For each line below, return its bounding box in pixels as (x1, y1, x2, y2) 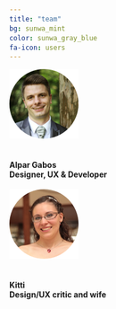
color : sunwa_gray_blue (9, 33, 98, 42)
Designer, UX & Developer (9, 169, 107, 180)
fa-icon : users (9, 43, 66, 52)
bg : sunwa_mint (9, 23, 66, 33)
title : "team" (9, 14, 62, 23)
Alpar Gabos (9, 159, 57, 170)
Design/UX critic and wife (9, 289, 107, 300)
